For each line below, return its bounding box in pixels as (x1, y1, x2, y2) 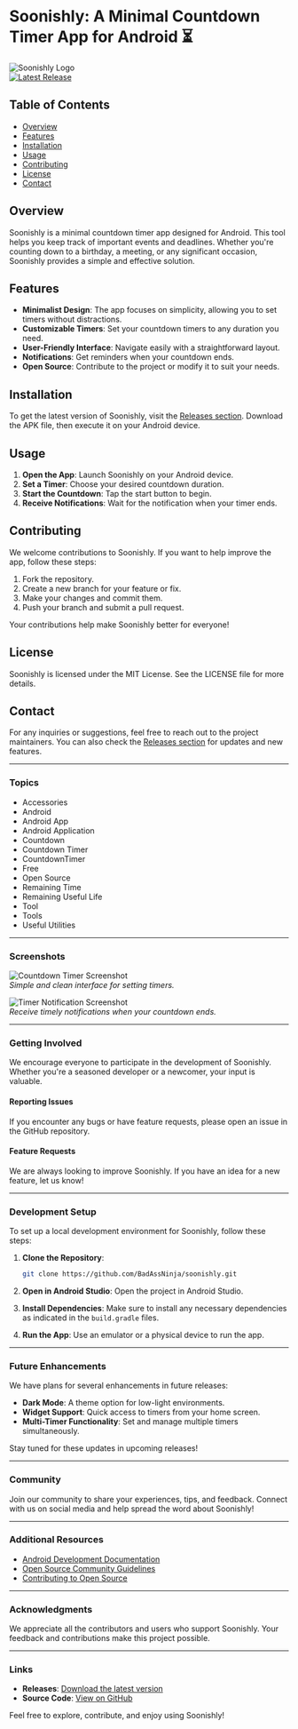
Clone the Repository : (21, 1253, 105, 1263)
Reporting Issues (9, 1096, 74, 1107)
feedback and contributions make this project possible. (9, 1633, 210, 1644)
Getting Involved (9, 1037, 82, 1049)
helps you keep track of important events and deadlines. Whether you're (9, 236, 274, 247)
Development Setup (9, 1206, 97, 1218)
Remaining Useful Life (21, 891, 103, 902)
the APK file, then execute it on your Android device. (9, 420, 201, 431)
